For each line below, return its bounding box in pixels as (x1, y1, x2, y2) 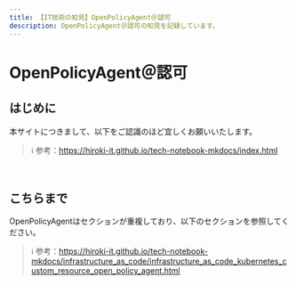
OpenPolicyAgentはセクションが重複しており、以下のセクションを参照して (9, 216, 282, 227)
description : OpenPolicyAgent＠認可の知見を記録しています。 (9, 21, 220, 30)
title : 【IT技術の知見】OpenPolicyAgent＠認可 (9, 12, 172, 22)
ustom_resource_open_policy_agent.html (30, 265, 180, 276)
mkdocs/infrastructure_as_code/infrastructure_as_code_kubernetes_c (30, 256, 287, 267)
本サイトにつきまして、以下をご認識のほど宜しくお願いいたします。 (9, 126, 258, 136)
